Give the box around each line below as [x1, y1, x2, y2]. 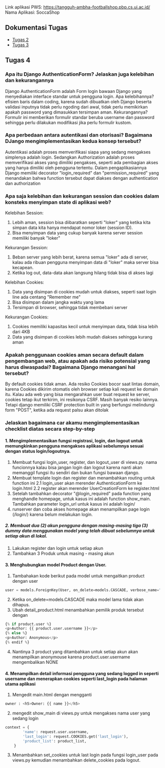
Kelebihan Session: [5, 210, 44, 216]
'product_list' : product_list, [23, 739, 87, 743]
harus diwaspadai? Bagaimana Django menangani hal [5, 364, 136, 370]
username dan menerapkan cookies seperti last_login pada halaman [5, 676, 148, 682]
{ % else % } [5, 631, 27, 636]
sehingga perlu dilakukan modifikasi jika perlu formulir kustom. [5, 119, 132, 125]
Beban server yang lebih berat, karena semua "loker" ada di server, [12, 254, 149, 260]
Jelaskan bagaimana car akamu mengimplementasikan [5, 420, 140, 427]
